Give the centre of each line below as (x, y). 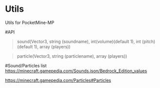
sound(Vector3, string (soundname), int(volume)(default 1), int (79, 41)
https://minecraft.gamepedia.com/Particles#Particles (58, 80)
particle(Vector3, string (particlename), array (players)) (72, 56)
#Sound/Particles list (26, 66)
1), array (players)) (52, 46)
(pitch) (149, 41)
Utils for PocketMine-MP (30, 22)
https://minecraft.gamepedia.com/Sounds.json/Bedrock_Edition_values (76, 71)
